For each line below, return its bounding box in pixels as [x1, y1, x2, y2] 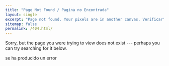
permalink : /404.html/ [5, 26, 53, 31]
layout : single [5, 12, 37, 17]
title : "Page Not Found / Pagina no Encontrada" [5, 7, 109, 13]
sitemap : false [5, 21, 37, 27]
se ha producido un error [5, 55, 57, 61]
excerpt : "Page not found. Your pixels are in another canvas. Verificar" [5, 17, 165, 22]
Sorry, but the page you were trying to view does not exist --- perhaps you [5, 40, 160, 46]
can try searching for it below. [5, 45, 67, 51]
